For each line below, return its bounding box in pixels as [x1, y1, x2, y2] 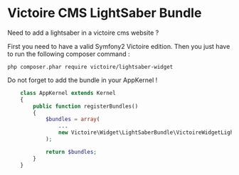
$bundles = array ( [45, 115, 100, 123]
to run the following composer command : [7, 50, 130, 58]
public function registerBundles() [33, 103, 139, 110]
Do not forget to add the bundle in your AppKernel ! [7, 76, 158, 84]
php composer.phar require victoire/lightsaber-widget [7, 63, 174, 70]
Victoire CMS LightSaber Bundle [7, 5, 202, 21]
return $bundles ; [45, 148, 97, 155]
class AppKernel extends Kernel [20, 89, 116, 96]
